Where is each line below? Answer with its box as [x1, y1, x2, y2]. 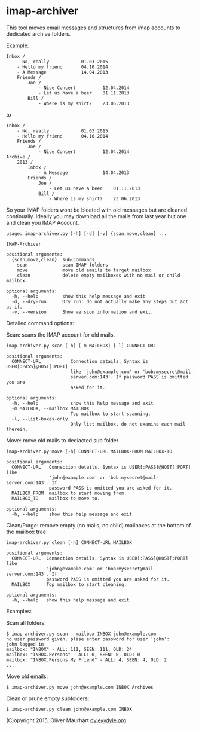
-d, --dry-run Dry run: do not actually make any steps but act [11, 298, 188, 304]
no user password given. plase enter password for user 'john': [6, 636, 170, 642]
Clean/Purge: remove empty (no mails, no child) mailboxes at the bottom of [6, 521, 191, 529]
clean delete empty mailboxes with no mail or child [17, 272, 180, 279]
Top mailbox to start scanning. [70, 411, 151, 417]
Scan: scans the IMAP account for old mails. [6, 331, 115, 338]
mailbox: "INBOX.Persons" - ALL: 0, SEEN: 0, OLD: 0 [6, 652, 140, 658]
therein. [6, 426, 28, 432]
